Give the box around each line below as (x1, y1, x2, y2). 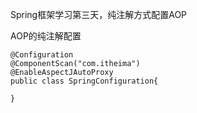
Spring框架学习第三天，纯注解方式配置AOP (10, 9, 188, 20)
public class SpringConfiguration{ (10, 76, 159, 86)
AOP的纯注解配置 (10, 30, 82, 42)
